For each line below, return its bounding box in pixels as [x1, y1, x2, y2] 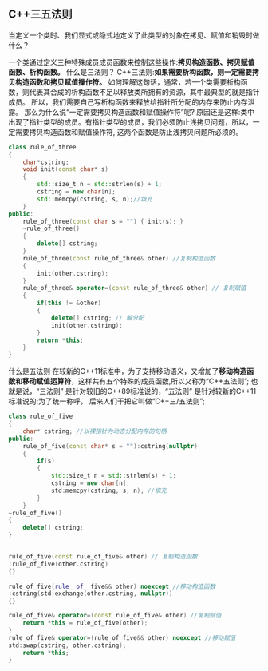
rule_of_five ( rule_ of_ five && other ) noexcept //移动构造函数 [8, 582, 216, 590]
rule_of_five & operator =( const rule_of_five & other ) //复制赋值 [8, 612, 222, 620]
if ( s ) [37, 457, 56, 465]
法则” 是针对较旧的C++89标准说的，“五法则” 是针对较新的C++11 [46, 387, 257, 396]
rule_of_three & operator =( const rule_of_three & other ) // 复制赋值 [22, 284, 247, 292]
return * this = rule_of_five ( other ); [22, 619, 148, 627]
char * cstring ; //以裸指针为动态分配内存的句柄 [22, 427, 167, 435]
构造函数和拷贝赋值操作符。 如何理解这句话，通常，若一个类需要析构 [14, 77, 241, 86]
